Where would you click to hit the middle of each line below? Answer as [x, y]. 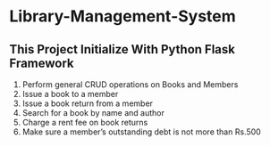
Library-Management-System [123, 16]
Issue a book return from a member [88, 103]
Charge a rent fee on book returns [85, 122]
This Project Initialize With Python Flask [122, 49]
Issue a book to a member [70, 94]
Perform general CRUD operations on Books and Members [130, 85]
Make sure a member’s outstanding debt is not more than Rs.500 [141, 132]
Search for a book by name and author [93, 113]
